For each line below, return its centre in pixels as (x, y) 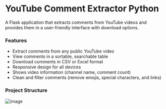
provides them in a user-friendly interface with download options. (72, 27)
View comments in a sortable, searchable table (60, 56)
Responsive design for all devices (47, 67)
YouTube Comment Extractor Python (82, 9)
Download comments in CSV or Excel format (57, 62)
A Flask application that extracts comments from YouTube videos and (76, 22)
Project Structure (26, 91)
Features (16, 40)
